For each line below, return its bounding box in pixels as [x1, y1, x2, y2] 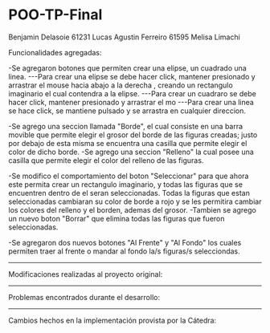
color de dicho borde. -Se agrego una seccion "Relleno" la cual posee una [8, 147, 255, 156]
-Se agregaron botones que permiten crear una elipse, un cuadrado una [8, 63, 247, 73]
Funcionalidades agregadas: [8, 47, 102, 57]
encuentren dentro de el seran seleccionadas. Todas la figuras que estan [8, 188, 251, 197]
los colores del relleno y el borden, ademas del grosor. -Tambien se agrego [8, 205, 257, 214]
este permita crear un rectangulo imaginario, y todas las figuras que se [8, 179, 243, 189]
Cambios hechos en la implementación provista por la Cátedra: [8, 315, 217, 325]
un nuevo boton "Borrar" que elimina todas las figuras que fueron [8, 213, 225, 223]
